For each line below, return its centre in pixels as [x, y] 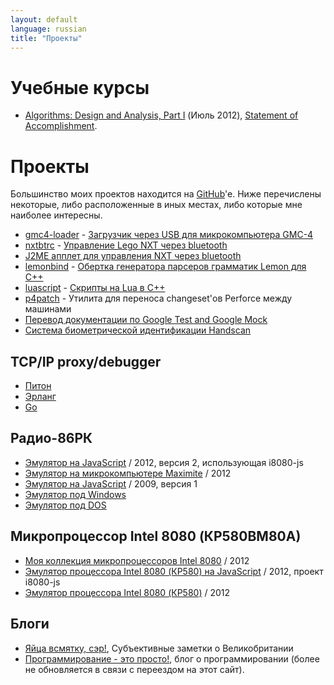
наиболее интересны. [56, 215]
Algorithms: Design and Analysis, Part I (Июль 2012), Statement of [161, 115]
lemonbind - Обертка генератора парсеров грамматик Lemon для [165, 267]
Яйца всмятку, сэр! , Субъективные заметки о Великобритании [159, 648]
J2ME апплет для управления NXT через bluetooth [133, 256]
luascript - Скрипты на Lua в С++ [95, 288]
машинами [48, 309]
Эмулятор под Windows [75, 494]
